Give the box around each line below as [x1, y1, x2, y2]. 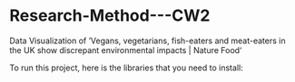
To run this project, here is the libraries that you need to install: [9, 62, 243, 73]
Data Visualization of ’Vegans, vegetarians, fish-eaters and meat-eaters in [9, 35, 286, 46]
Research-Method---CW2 [9, 5, 211, 26]
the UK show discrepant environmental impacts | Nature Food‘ [9, 44, 242, 55]
